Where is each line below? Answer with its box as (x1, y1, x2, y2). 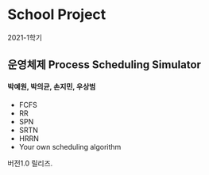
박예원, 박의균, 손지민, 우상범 (7, 82, 96, 91)
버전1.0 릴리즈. (7, 158, 53, 168)
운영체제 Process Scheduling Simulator (7, 58, 202, 72)
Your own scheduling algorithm (18, 142, 122, 151)
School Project (7, 6, 106, 24)
